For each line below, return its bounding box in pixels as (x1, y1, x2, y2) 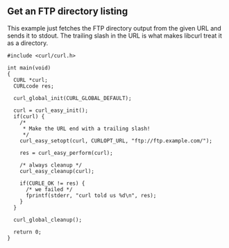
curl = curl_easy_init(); (13, 107, 89, 114)
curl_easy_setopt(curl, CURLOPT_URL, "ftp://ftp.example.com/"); (19, 137, 213, 144)
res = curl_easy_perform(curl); (19, 149, 113, 156)
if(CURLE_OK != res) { (19, 180, 85, 187)
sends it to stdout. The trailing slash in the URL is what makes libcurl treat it (7, 31, 222, 40)
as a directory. (7, 38, 49, 47)
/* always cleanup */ (19, 161, 82, 169)
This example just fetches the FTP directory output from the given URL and (7, 24, 222, 32)
